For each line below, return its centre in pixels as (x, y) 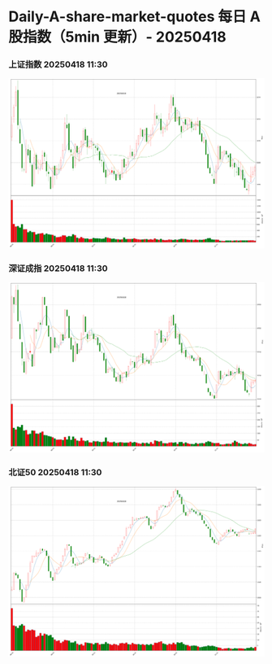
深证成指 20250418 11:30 (58, 268)
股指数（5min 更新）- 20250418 (117, 37)
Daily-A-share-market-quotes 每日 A (135, 17)
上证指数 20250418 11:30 (58, 64)
